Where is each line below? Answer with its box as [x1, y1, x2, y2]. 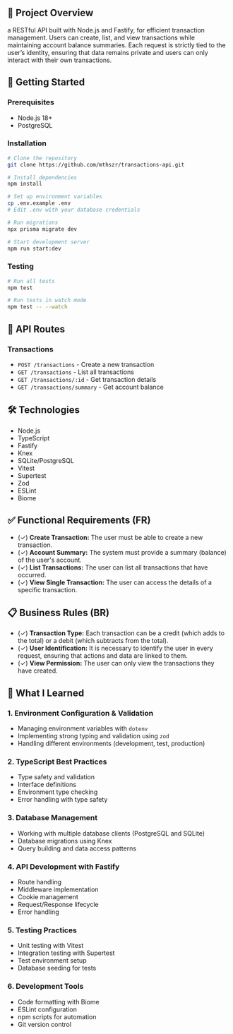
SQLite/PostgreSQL [17, 456, 74, 464]
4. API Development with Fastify [7, 862, 120, 872]
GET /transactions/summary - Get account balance [17, 383, 164, 391]
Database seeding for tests [17, 964, 97, 973]
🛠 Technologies [7, 404, 80, 416]
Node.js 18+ [17, 114, 53, 122]
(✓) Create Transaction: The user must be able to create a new [17, 533, 203, 541]
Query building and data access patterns [17, 844, 136, 853]
